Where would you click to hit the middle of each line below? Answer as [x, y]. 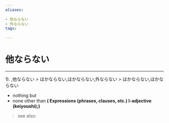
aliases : [14, 10]
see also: [27, 115]
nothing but [24, 95]
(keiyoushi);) [26, 106]
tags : [11, 29]
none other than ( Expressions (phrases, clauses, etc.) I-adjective [82, 100]
